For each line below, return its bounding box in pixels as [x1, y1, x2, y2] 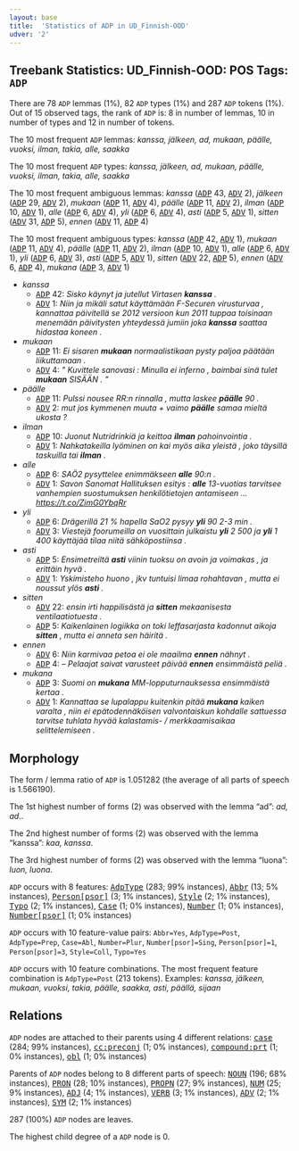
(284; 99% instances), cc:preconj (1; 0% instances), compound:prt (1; [9, 1041, 278, 1052]
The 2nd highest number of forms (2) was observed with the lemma [9, 828, 259, 839]
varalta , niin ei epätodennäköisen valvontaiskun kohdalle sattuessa [35, 706, 287, 716]
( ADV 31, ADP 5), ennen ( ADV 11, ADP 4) [9, 216, 149, 228]
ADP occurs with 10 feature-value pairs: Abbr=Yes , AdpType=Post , [9, 927, 241, 938]
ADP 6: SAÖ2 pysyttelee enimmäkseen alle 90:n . [35, 469, 216, 480]
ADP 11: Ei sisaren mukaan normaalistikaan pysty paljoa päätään [35, 345, 275, 357]
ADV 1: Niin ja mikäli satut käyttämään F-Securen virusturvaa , [35, 298, 265, 309]
